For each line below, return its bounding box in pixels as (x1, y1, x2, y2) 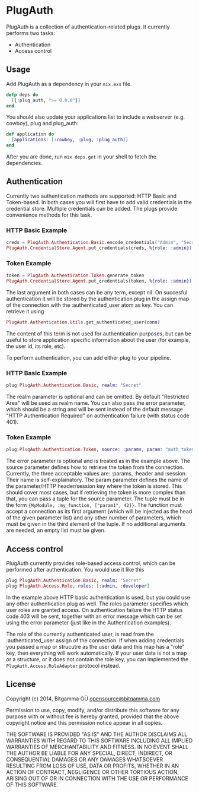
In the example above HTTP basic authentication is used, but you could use (6, 594, 191, 601)
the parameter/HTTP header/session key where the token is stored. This (6, 483, 182, 490)
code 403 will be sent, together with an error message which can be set (6, 613, 182, 620)
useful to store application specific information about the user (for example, (6, 336, 191, 343)
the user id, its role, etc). (6, 342, 66, 350)
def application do (6, 131, 54, 137)
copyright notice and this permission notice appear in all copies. (6, 719, 163, 726)
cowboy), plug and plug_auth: (6, 120, 79, 127)
